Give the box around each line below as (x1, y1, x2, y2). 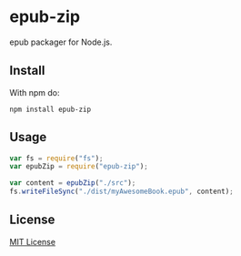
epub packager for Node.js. (9, 36, 113, 47)
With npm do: (9, 87, 61, 97)
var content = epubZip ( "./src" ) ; (9, 179, 136, 188)
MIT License (9, 236, 56, 247)
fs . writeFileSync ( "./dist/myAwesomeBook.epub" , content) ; (9, 187, 234, 197)
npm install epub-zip (9, 105, 92, 114)
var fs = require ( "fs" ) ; (9, 153, 104, 163)
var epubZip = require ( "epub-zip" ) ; (9, 162, 148, 171)
